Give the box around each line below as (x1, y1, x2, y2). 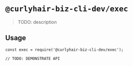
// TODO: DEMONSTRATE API (5, 56, 60, 61)
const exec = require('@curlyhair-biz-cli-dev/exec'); (5, 47, 124, 52)
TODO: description (17, 19, 57, 25)
